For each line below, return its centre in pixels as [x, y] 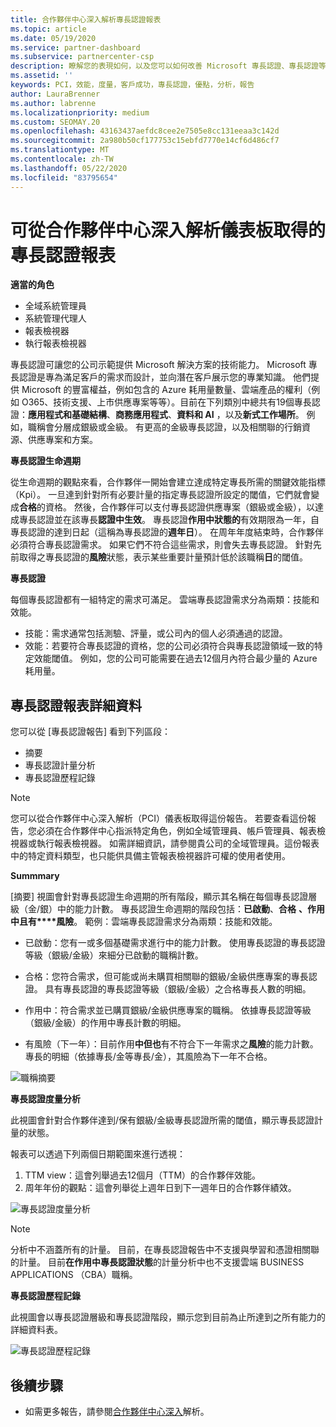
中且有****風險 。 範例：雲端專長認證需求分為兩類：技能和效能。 [144, 922]
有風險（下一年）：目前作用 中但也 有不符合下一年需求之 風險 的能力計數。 [171, 1044]
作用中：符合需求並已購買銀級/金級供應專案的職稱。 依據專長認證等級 [168, 1010]
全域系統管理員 [55, 306]
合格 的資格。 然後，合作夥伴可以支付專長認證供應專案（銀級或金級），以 [167, 507]
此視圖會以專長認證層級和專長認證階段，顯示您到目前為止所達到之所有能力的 [168, 1317]
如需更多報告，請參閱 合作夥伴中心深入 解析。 [117, 1412]
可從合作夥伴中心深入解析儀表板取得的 [168, 230]
